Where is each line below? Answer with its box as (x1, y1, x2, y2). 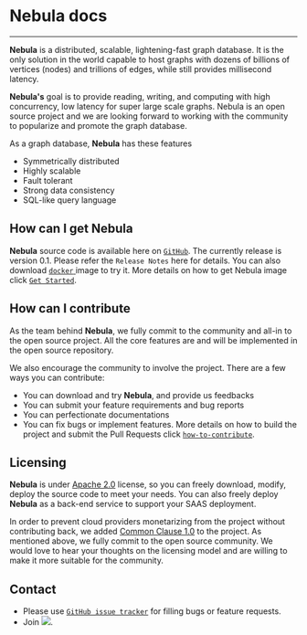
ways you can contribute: (9, 372, 105, 383)
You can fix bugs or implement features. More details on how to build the (22, 418, 297, 429)
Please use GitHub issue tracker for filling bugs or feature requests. (22, 606, 281, 617)
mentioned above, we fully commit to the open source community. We (9, 535, 273, 546)
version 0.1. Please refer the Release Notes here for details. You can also (9, 255, 281, 266)
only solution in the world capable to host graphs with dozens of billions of (9, 54, 291, 65)
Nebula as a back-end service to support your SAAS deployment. (9, 499, 257, 510)
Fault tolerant (22, 175, 73, 185)
